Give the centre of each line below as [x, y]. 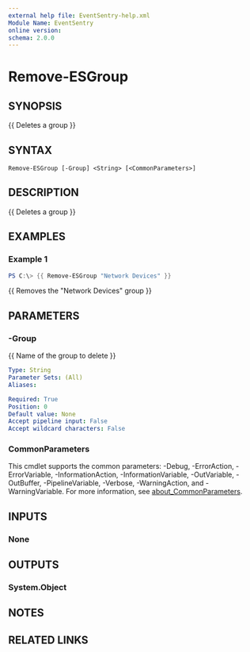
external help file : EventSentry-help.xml [79, 15]
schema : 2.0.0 [32, 38]
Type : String [30, 370]
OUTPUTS [34, 565]
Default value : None [42, 414]
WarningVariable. [36, 492]
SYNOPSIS [35, 106]
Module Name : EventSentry [51, 23]
